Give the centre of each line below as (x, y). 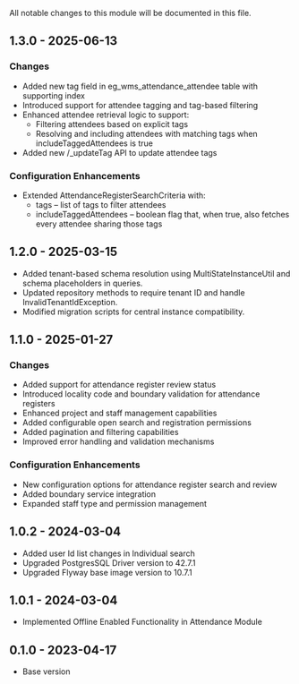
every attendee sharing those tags (99, 224)
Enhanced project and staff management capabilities (120, 413)
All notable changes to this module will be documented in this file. (131, 13)
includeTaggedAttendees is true (94, 143)
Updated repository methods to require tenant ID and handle (133, 292)
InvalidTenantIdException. (70, 302)
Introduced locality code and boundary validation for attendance (141, 394)
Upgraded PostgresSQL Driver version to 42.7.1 (109, 562)
